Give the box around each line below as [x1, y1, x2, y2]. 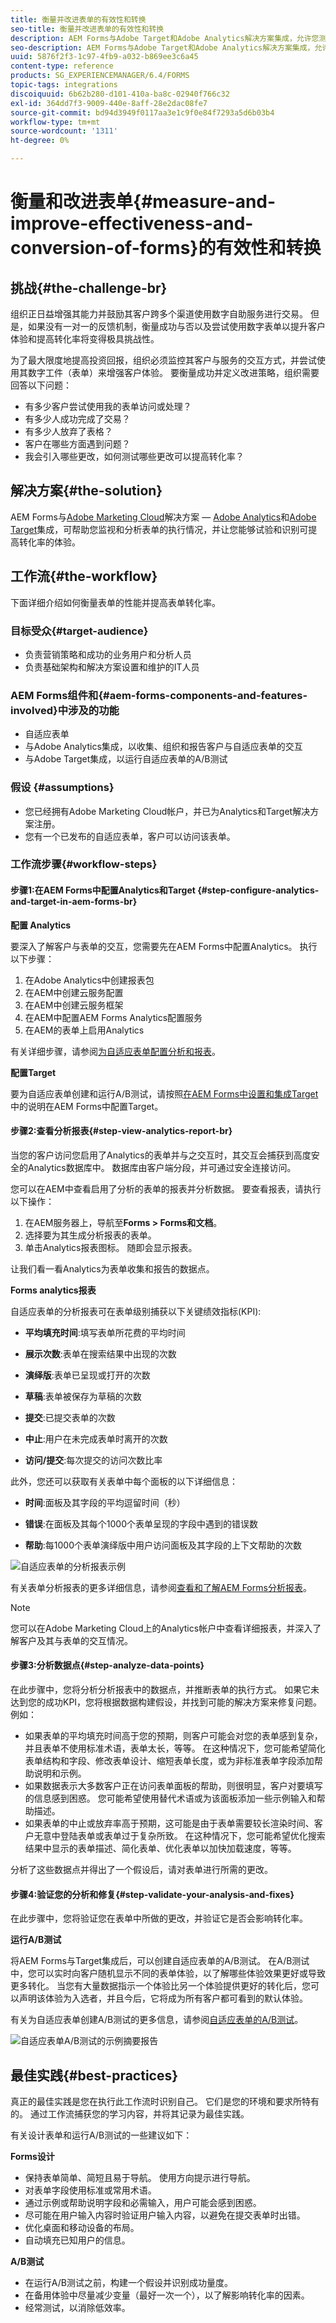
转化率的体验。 [18, 536, 81, 548]
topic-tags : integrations [10, 80, 118, 90]
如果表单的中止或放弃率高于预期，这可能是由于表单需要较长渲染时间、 [24, 1817, 315, 1830]
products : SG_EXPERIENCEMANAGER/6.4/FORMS [10, 71, 190, 81]
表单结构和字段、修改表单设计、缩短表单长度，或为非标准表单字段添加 [24, 1755, 315, 1767]
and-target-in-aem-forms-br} [10, 896, 138, 908]
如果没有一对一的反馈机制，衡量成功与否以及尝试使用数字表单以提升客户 [27, 321, 326, 332]
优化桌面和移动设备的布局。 [24, 2222, 140, 2234]
